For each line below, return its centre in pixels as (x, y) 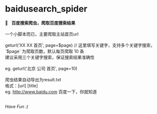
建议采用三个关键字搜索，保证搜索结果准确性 (50, 57)
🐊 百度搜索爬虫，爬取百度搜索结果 (40, 23)
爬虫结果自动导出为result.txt (33, 79)
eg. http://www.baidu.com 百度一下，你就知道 (51, 92)
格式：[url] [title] (21, 85)
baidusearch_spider (46, 9)
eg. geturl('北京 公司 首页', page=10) (41, 68)
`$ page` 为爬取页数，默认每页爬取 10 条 (44, 51)
